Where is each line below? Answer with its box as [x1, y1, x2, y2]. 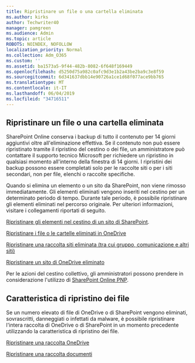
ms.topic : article [6, 36, 51, 42]
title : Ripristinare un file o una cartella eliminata [6, 8, 143, 15]
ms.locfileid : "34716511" [6, 96, 69, 102]
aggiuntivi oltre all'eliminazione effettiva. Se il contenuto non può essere [6, 139, 180, 147]
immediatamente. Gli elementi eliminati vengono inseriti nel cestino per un [6, 189, 185, 196]
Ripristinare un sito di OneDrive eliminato [6, 259, 105, 266]
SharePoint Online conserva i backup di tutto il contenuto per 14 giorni [6, 133, 176, 140]
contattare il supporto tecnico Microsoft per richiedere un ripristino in [6, 152, 174, 159]
